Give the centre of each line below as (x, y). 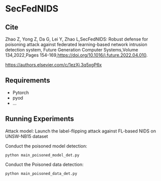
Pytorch (21, 92)
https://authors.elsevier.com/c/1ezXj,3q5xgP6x (53, 65)
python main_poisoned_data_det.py (41, 173)
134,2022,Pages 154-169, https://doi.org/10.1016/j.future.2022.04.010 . (76, 55)
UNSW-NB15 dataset (27, 136)
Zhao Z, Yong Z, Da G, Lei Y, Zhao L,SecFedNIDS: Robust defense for (77, 39)
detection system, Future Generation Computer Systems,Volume (72, 50)
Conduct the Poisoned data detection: (44, 164)
